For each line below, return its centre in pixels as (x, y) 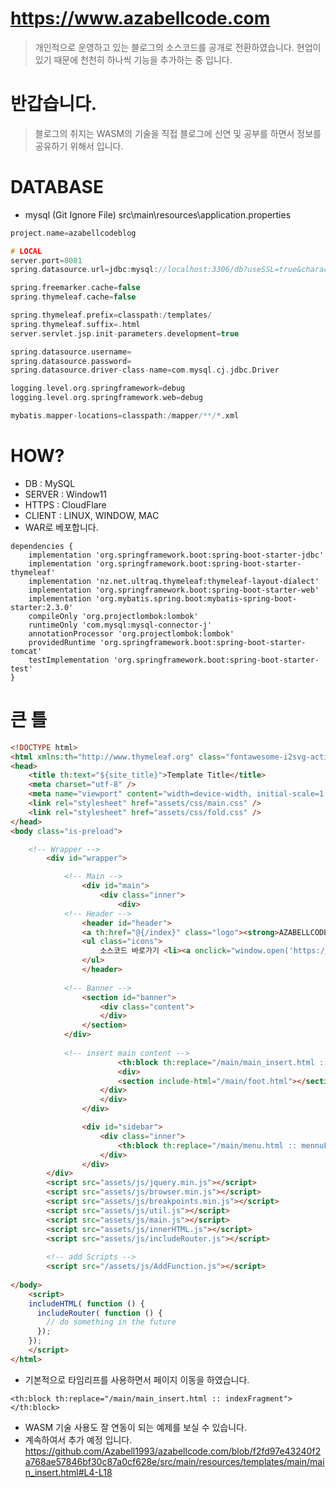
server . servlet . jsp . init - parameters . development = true (125, 333)
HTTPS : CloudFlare (65, 504)
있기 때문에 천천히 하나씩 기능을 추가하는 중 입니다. (133, 59)
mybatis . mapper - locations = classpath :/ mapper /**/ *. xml (125, 416)
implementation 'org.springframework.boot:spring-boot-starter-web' (174, 590)
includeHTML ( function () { (86, 1303)
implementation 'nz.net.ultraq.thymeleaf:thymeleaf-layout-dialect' (174, 581)
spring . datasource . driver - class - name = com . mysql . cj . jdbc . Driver (145, 370)
